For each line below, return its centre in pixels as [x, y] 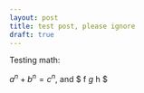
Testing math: [35, 60]
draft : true [32, 34]
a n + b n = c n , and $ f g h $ [59, 79]
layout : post [34, 18]
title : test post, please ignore [72, 26]
